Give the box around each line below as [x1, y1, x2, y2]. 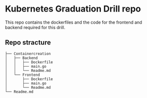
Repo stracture [5, 39, 51, 47]
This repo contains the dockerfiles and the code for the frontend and [5, 19, 142, 25]
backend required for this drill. [5, 24, 65, 30]
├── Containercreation [5, 51, 51, 56]
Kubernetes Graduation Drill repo [5, 3, 141, 14]
